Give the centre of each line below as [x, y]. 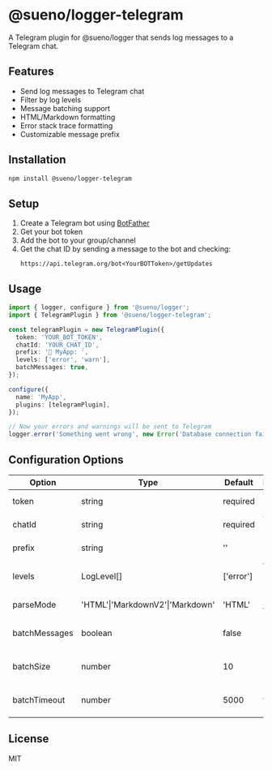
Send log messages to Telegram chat [82, 91]
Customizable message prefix [70, 134]
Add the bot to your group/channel [78, 240]
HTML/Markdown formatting [68, 117]
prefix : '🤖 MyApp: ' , [52, 352]
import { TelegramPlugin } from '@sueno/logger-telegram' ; [110, 315]
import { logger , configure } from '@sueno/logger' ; [99, 308]
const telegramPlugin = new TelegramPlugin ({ [86, 329]
